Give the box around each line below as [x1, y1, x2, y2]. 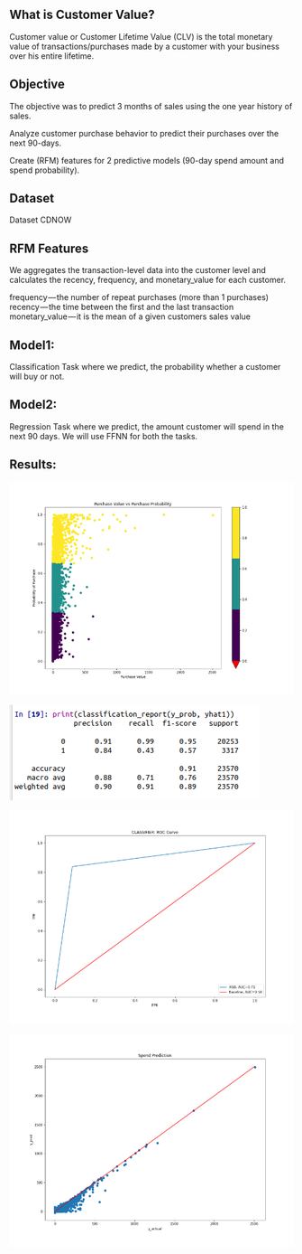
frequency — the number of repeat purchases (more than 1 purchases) [9, 292, 269, 303]
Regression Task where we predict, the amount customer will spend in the [9, 420, 284, 432]
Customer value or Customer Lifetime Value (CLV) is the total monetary [9, 31, 273, 42]
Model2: [9, 397, 58, 412]
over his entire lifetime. [9, 50, 95, 61]
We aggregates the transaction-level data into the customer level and [9, 265, 266, 276]
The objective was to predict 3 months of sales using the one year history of [9, 100, 293, 111]
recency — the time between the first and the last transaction [9, 302, 234, 313]
